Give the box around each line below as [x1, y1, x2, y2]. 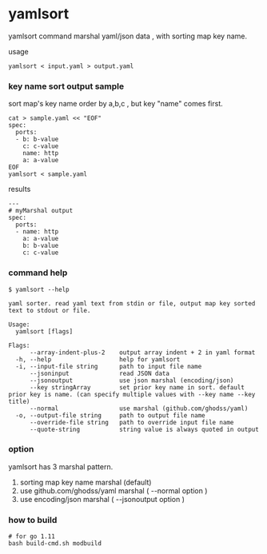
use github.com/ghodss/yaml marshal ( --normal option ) [19, 485, 208, 496]
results [8, 185, 31, 194]
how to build [8, 514, 58, 525]
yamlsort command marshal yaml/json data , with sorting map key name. [8, 31, 248, 41]
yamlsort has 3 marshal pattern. [8, 461, 114, 472]
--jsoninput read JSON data [29, 369, 170, 377]
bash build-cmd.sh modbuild [8, 540, 102, 548]
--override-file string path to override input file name [29, 418, 234, 426]
